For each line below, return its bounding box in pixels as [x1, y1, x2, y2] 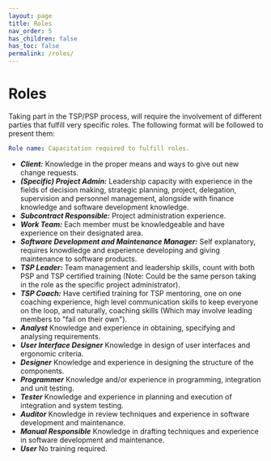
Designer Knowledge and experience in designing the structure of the [19, 357, 254, 367]
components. [19, 366, 65, 376]
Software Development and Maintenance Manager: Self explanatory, [19, 236, 256, 246]
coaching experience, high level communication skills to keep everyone [19, 297, 259, 307]
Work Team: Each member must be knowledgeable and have [19, 219, 225, 229]
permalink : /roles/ [8, 50, 74, 58]
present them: [8, 128, 55, 138]
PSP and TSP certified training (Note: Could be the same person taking [19, 271, 256, 281]
